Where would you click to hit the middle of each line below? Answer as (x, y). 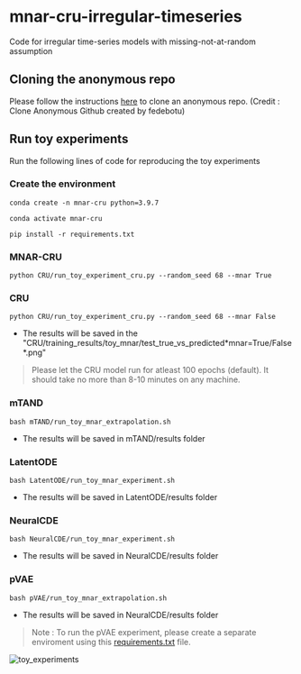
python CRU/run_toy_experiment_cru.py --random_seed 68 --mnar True (141, 276)
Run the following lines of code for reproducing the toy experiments (135, 160)
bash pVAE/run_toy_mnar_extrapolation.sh (88, 598)
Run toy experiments (69, 139)
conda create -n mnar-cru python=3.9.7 (84, 203)
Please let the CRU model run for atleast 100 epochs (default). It (150, 370)
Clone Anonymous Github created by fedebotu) (97, 111)
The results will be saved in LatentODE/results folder (120, 497)
